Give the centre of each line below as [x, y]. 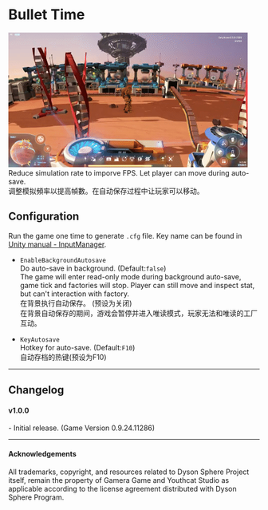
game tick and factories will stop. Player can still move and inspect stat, [137, 285]
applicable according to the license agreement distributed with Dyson [122, 488]
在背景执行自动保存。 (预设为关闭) [76, 303]
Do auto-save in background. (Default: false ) [93, 268]
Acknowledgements [43, 453]
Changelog [36, 390]
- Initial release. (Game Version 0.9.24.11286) [82, 428]
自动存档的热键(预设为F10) [63, 357]
